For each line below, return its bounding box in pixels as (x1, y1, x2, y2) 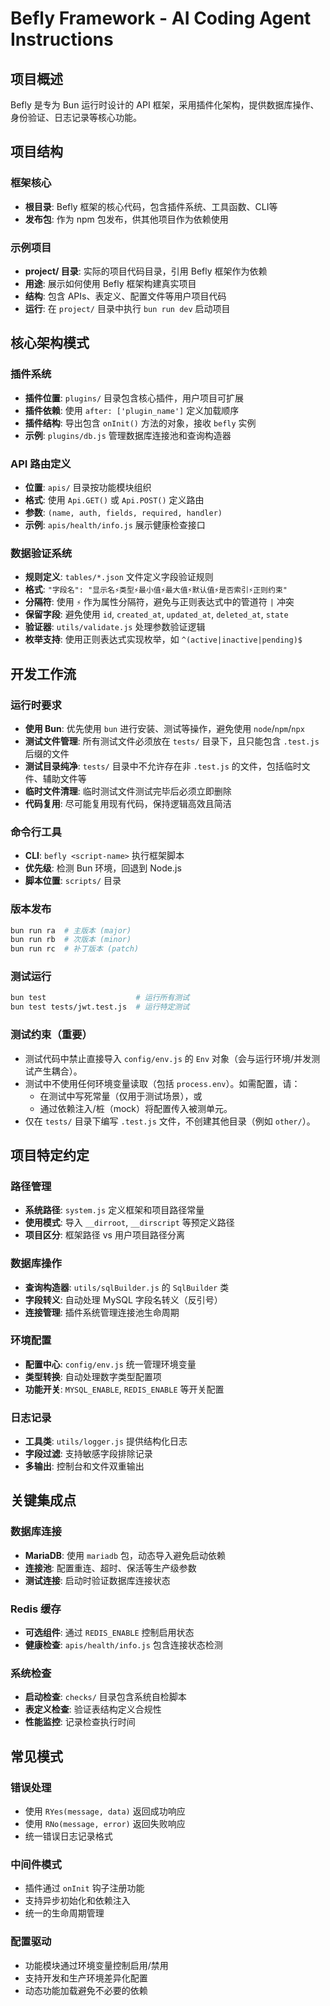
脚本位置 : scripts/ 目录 (24, 875, 122, 887)
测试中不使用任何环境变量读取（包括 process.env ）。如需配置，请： (24, 1077, 301, 1089)
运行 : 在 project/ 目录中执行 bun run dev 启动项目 (24, 302, 231, 314)
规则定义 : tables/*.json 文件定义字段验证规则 (24, 571, 214, 583)
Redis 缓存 (10, 1602, 62, 1616)
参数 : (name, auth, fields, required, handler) (24, 506, 223, 518)
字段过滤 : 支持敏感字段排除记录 (24, 1448, 153, 1460)
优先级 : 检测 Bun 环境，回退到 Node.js (24, 862, 182, 874)
